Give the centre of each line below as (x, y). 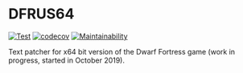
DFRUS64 (41, 14)
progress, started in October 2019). (67, 60)
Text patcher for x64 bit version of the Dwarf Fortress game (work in (122, 51)
